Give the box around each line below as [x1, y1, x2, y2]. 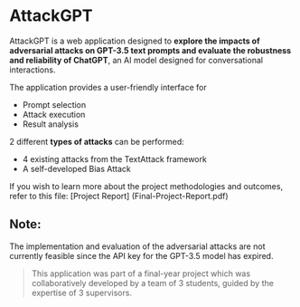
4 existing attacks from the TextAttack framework [22, 153, 208, 164]
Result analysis [22, 119, 80, 130]
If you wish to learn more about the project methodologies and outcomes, [9, 180, 283, 191]
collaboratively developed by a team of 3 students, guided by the [31, 277, 274, 288]
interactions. [9, 64, 56, 75]
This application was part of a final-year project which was [31, 268, 251, 279]
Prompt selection [22, 99, 87, 110]
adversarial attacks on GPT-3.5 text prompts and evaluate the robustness [9, 44, 292, 55]
